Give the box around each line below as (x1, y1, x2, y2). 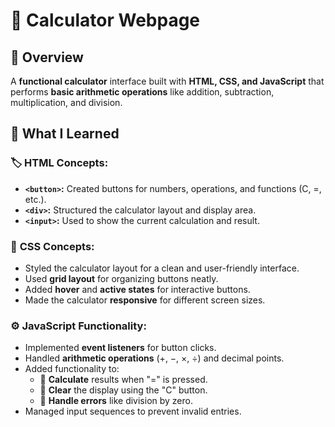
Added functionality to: (24, 363, 120, 375)
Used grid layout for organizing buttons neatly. (24, 272, 219, 284)
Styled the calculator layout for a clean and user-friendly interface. (24, 262, 300, 274)
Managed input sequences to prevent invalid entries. (24, 405, 242, 418)
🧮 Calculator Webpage (10, 9, 201, 32)
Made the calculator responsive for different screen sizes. (24, 294, 266, 306)
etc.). (24, 193, 47, 205)
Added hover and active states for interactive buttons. (24, 283, 251, 295)
